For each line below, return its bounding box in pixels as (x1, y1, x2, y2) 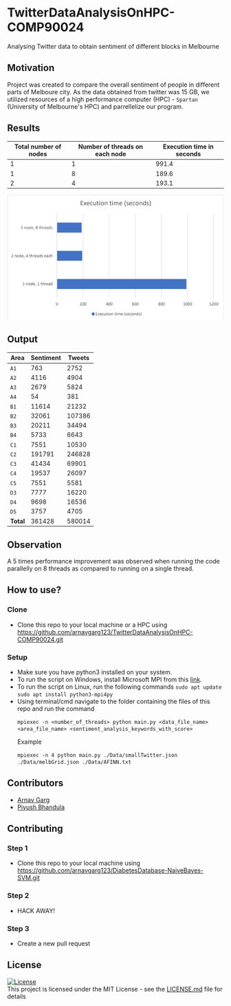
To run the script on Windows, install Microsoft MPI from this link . (16, 675, 202, 683)
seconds (175, 150, 201, 158)
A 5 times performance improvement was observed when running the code (7, 557, 220, 565)
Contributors (7, 778, 64, 789)
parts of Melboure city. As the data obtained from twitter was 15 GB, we (7, 87, 210, 96)
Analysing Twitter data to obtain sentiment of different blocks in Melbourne (7, 42, 220, 50)
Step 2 (7, 891, 30, 901)
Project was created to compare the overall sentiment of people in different (7, 81, 220, 89)
